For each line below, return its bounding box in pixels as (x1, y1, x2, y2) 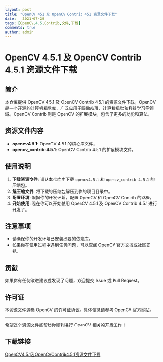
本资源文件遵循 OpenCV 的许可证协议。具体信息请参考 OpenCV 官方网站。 (5, 307, 154, 313)
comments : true (5, 25, 36, 30)
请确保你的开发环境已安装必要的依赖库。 (12, 236, 93, 242)
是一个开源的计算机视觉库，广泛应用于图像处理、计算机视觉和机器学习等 (5, 105, 149, 111)
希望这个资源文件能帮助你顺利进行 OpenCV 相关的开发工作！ (5, 322, 127, 328)
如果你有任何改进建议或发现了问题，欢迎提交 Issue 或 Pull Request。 (5, 278, 142, 284)
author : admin (5, 30, 34, 35)
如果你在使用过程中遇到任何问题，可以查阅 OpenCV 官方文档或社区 (12, 242, 147, 248)
